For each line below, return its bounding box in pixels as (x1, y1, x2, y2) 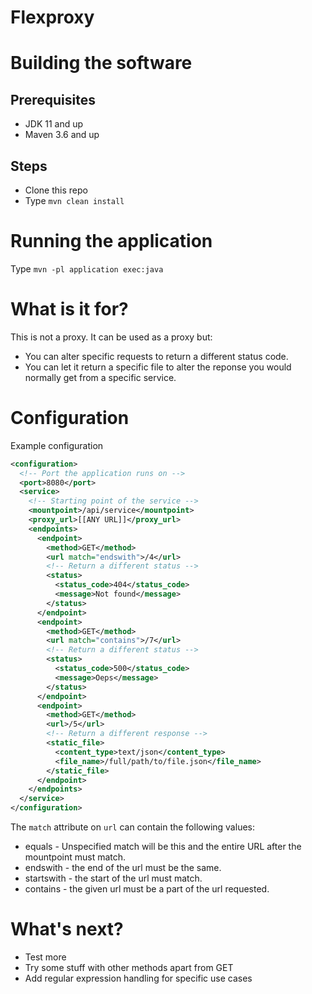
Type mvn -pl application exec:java (10, 262, 164, 275)
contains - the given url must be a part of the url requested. (24, 883, 270, 895)
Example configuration (10, 439, 104, 451)
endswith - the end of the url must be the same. (24, 862, 222, 874)
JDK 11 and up (24, 118, 84, 130)
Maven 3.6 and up (24, 129, 100, 141)
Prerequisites (10, 91, 96, 108)
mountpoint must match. (24, 851, 127, 863)
